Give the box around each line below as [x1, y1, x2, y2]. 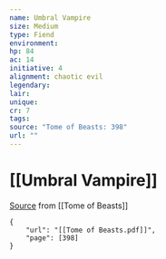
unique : [9, 97, 39, 107]
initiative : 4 [9, 64, 63, 73]
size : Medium [9, 22, 59, 31]
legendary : [9, 81, 51, 90]
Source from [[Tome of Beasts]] [9, 200, 129, 211]
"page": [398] [25, 233, 79, 243]
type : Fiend [9, 30, 54, 39]
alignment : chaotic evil [9, 72, 103, 82]
